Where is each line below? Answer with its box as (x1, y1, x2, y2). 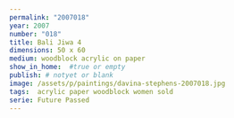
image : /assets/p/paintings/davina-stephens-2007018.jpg (9, 79, 226, 88)
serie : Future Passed (9, 95, 90, 105)
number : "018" (9, 29, 63, 38)
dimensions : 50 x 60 (9, 46, 87, 55)
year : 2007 (9, 21, 50, 30)
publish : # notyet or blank (9, 71, 114, 80)
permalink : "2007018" (9, 12, 90, 22)
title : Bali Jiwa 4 (9, 37, 82, 47)
